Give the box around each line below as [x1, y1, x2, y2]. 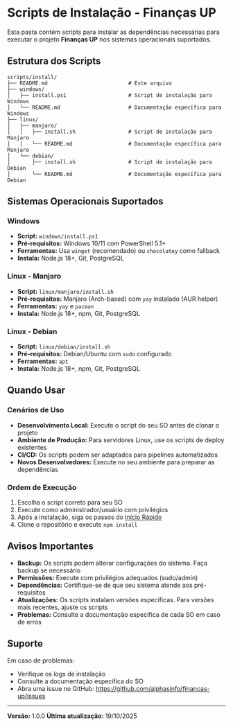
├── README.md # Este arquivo [7, 80, 172, 87]
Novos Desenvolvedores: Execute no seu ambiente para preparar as [17, 457, 215, 466]
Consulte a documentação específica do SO [17, 677, 144, 685]
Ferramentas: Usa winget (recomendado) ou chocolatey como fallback [17, 247, 221, 255]
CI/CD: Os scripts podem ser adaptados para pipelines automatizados [17, 450, 218, 459]
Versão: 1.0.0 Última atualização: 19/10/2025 [7, 712, 137, 720]
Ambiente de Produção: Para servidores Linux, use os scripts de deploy [17, 435, 225, 444]
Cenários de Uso [7, 405, 64, 415]
